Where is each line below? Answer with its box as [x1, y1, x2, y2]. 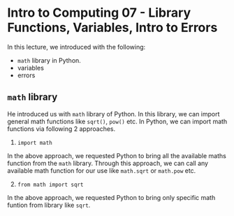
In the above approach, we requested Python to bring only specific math [7, 193, 216, 201]
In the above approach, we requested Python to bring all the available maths [7, 151, 227, 160]
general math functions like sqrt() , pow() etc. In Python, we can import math [7, 117, 228, 125]
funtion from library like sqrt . [7, 201, 91, 209]
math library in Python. [17, 56, 82, 64]
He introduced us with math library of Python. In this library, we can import [7, 109, 220, 118]
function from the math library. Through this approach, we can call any [7, 159, 208, 167]
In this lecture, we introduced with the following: [7, 43, 146, 51]
